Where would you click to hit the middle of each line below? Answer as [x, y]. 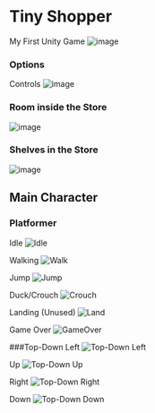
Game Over [30, 330]
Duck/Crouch [34, 295]
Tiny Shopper [61, 17]
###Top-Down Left [45, 347]
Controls [25, 84]
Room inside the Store [58, 108]
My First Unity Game [47, 41]
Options [27, 65]
